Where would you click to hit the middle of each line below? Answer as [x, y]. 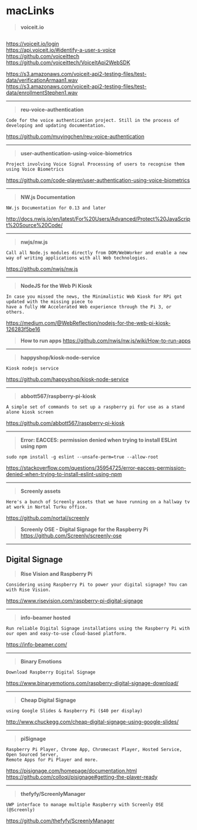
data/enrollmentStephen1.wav [42, 92]
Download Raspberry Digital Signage [51, 672]
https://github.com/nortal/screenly [48, 518]
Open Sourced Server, [33, 755]
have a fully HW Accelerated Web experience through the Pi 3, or [89, 307]
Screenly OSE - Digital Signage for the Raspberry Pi [84, 529]
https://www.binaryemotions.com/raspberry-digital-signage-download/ [92, 683]
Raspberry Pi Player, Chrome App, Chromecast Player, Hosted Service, [94, 749]
